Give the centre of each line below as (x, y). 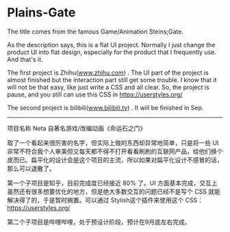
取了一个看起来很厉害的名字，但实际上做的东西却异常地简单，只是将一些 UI (113, 142)
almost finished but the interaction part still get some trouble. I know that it (112, 79)
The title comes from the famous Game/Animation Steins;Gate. (95, 31)
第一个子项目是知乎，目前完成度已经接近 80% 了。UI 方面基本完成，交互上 (112, 183)
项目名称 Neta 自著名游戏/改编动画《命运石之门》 (77, 128)
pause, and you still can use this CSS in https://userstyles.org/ (95, 94)
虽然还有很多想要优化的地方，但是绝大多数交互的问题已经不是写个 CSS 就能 (114, 191)
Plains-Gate (41, 13)
